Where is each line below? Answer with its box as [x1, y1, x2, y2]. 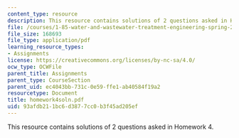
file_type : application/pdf [7, 37, 91, 44]
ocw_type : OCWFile [7, 63, 62, 70]
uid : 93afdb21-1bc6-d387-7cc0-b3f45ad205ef [7, 103, 139, 110]
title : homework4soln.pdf [7, 97, 84, 104]
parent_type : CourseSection [7, 76, 91, 84]
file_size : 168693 [7, 30, 62, 38]
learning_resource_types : [7, 43, 84, 51]
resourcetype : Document [7, 90, 78, 97]
